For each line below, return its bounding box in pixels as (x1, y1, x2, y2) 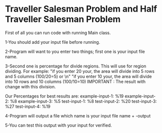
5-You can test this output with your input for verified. (5, 122, 113, 128)
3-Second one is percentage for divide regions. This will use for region (5, 63, 146, 69)
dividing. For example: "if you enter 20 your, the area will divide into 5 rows (5, 68, 155, 74)
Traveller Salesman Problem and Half (5, 3, 158, 15)
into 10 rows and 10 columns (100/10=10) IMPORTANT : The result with (5, 79, 146, 84)
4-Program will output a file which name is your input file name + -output (5, 113, 151, 118)
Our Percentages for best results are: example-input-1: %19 (5, 93, 124, 99)
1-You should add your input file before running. (5, 39, 100, 45)
